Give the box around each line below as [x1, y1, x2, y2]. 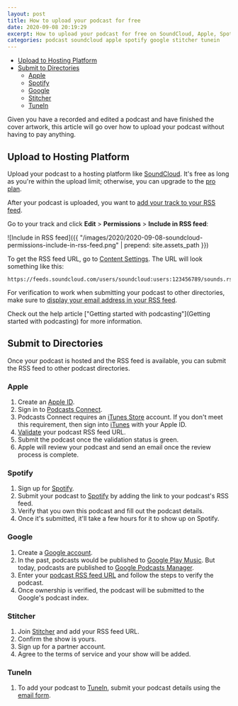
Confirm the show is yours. [17, 634, 97, 643]
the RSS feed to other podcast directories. [7, 364, 130, 372]
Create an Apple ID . [17, 398, 75, 406]
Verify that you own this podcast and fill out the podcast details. [17, 507, 204, 515]
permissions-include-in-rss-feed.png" [7, 240, 119, 249]
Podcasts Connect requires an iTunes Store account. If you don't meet [17, 413, 223, 422]
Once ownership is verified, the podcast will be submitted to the [17, 585, 205, 594]
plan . [7, 184, 23, 193]
